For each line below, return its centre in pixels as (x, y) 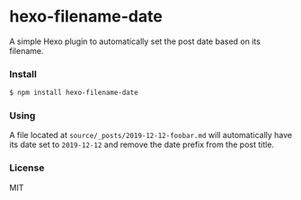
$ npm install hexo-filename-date (74, 93)
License (27, 168)
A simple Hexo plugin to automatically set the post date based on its (135, 41)
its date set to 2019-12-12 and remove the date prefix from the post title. (142, 144)
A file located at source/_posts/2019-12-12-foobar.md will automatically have (151, 135)
